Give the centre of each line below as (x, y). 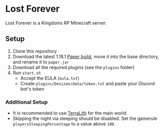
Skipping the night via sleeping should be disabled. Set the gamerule (85, 119)
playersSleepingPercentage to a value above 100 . (64, 124)
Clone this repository (35, 51)
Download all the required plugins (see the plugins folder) (74, 67)
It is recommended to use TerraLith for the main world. (70, 113)
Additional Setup (27, 102)
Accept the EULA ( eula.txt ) (50, 78)
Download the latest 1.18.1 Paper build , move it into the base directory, (86, 56)
